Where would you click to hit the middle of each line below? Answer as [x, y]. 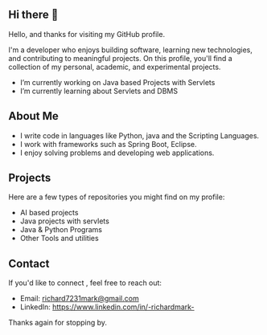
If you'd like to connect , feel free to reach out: [85, 283]
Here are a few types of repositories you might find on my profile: [117, 197]
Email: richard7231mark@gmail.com [79, 299]
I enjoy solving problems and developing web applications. [117, 153]
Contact [29, 263]
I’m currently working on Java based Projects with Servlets [117, 82]
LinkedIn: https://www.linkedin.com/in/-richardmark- [107, 307]
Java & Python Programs [61, 230]
